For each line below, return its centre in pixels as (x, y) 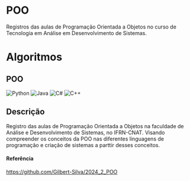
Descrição (25, 112)
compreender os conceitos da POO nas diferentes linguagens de (85, 139)
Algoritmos (34, 57)
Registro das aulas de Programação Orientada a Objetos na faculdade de (95, 126)
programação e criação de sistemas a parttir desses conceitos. (83, 145)
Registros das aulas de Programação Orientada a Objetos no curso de (91, 27)
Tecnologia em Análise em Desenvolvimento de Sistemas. (76, 33)
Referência (20, 158)
